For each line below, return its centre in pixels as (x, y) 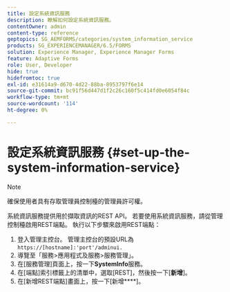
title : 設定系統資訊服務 (39, 13)
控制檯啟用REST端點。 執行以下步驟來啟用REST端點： (84, 224)
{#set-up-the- (148, 152)
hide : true (23, 71)
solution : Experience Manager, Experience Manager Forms (91, 53)
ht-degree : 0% (28, 110)
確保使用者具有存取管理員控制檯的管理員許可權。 (77, 201)
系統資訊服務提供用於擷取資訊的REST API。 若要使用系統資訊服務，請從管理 (115, 216)
